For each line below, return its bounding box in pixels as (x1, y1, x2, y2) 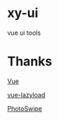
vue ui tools (7, 28, 41, 37)
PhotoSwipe (7, 104, 43, 113)
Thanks (7, 53, 53, 70)
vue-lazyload (7, 90, 46, 99)
